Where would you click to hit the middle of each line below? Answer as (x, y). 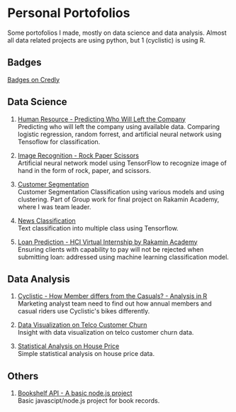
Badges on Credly (34, 79)
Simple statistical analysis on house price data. (86, 354)
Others (23, 376)
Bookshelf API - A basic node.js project (75, 393)
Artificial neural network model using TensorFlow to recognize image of (122, 163)
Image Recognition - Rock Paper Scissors (78, 155)
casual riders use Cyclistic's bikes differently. (84, 311)
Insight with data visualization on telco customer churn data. (106, 333)
